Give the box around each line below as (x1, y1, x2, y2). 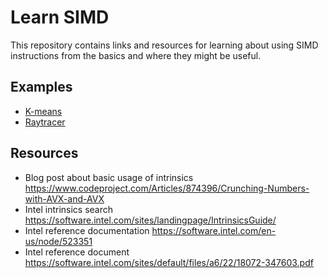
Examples (10, 79, 73, 96)
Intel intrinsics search (24, 203, 114, 215)
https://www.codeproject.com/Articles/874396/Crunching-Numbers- (24, 182, 310, 194)
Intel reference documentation (24, 224, 150, 236)
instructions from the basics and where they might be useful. (10, 49, 262, 61)
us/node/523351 (24, 235, 93, 247)
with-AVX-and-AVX (24, 192, 105, 205)
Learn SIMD (10, 6, 110, 29)
